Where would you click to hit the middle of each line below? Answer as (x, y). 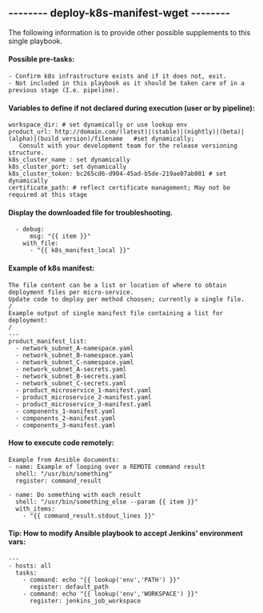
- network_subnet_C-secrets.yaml (71, 383)
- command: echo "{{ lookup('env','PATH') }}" (102, 580)
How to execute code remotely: (61, 443)
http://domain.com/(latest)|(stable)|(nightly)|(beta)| (150, 132)
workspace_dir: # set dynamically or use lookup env (98, 125)
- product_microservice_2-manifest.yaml (84, 397)
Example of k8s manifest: (52, 268)
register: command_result (59, 481)
